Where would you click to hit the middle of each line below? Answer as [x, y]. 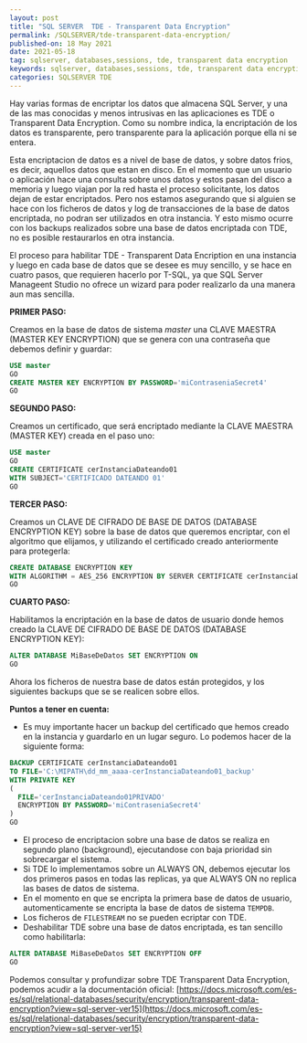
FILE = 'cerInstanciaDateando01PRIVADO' [92, 797]
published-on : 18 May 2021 [61, 43]
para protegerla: [40, 551]
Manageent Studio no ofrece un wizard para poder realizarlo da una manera [153, 284]
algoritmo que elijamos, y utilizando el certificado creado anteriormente [144, 541]
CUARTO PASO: [40, 602]
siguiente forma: [53, 746]
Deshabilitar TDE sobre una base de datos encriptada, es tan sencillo [153, 927]
